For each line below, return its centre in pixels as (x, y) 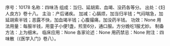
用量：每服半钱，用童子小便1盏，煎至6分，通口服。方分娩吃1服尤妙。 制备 (87, 26)
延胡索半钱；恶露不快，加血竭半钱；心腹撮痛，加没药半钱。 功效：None (80, 20)
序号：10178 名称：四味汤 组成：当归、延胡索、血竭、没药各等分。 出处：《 (83, 7)
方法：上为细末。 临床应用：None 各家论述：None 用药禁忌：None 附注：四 (84, 32)
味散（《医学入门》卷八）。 (32, 38)
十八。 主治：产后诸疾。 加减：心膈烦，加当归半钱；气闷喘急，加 (95, 13)
